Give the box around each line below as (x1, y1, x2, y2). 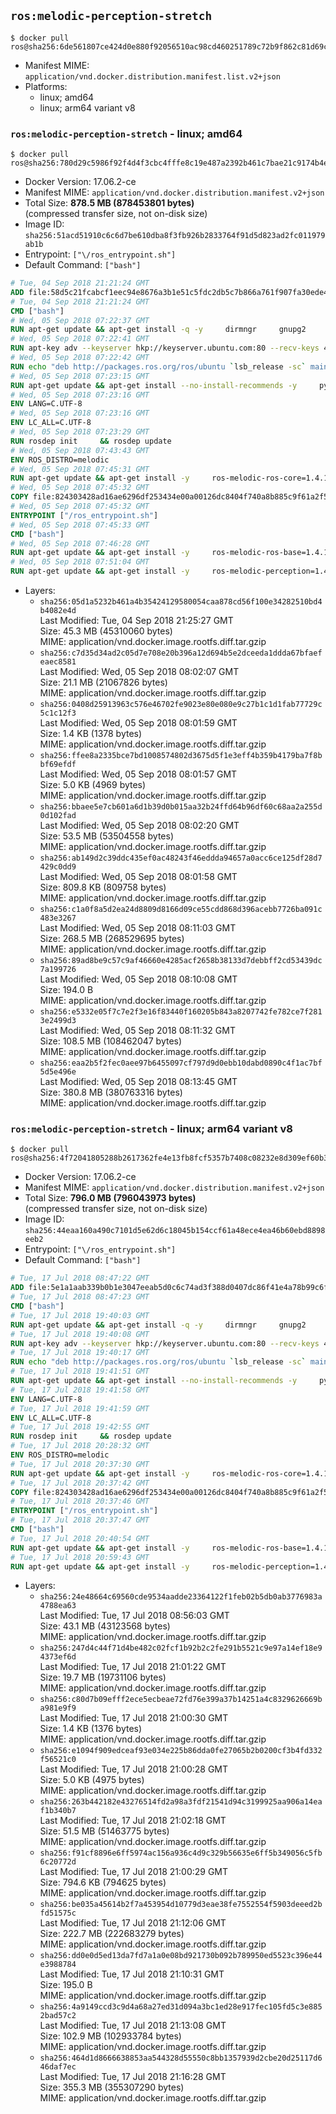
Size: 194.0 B (39, 984, 94, 996)
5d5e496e (39, 1067, 77, 1077)
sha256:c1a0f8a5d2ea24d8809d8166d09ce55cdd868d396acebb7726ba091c (39, 905, 323, 915)
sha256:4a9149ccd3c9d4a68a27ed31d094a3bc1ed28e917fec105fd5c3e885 (39, 2002, 323, 2012)
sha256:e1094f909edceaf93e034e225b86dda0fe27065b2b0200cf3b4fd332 (39, 1746, 323, 1756)
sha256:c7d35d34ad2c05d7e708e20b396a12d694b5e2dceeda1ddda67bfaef (39, 648, 323, 659)
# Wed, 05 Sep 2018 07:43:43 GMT (10, 445, 150, 455)
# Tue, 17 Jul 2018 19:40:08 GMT (10, 1329, 150, 1339)
